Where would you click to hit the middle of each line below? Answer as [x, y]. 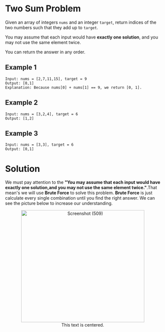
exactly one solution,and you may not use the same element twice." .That [81, 188]
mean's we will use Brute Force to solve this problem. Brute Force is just [79, 193]
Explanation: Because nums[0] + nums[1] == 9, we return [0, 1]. [73, 87]
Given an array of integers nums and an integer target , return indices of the [81, 22]
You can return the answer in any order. [45, 52]
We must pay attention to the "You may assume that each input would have [83, 182]
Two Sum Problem [43, 9]
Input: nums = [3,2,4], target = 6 [42, 114]
